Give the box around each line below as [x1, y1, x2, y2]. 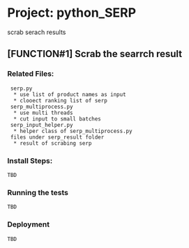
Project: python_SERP [7, 5, 137, 21]
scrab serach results [7, 28, 66, 36]
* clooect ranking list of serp [13, 97, 108, 104]
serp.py [10, 85, 33, 92]
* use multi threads [13, 109, 73, 116]
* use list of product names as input [13, 91, 127, 98]
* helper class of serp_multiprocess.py [13, 127, 133, 134]
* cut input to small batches [13, 115, 101, 123]
